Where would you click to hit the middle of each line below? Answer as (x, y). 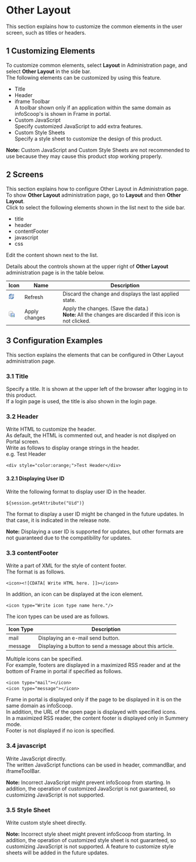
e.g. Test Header (26, 454)
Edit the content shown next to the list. (52, 255)
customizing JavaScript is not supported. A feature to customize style (90, 847)
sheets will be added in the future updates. (57, 853)
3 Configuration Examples (55, 341)
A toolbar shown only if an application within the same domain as (92, 107)
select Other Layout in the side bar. (49, 71)
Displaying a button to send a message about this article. (106, 646)
